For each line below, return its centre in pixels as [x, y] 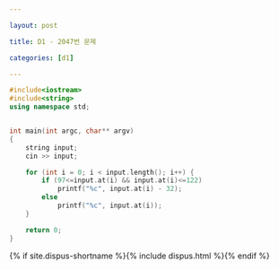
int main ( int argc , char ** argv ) [72, 131]
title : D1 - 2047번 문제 [53, 41]
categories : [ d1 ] [42, 58]
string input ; [52, 148]
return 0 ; [44, 230]
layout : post [34, 25]
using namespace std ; [50, 107]
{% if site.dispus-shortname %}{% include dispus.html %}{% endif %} [140, 256]
